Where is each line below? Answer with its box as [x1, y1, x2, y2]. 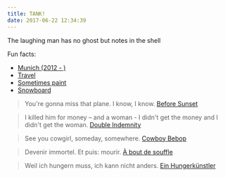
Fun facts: [7, 50, 37, 58]
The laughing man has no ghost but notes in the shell [7, 36, 161, 44]
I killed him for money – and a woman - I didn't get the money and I [24, 113, 219, 122]
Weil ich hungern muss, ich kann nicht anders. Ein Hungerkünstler [24, 161, 216, 169]
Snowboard [17, 86, 51, 94]
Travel [17, 71, 37, 79]
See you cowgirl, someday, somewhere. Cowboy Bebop [24, 134, 187, 143]
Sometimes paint [17, 78, 67, 86]
